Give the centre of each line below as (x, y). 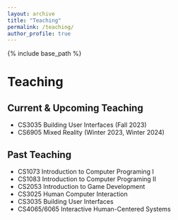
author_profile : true (39, 33)
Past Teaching (40, 155)
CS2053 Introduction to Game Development (81, 187)
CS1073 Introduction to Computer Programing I (85, 172)
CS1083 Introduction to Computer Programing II (87, 179)
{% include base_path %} (44, 54)
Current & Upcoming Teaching (75, 108)
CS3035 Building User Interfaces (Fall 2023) (82, 125)
